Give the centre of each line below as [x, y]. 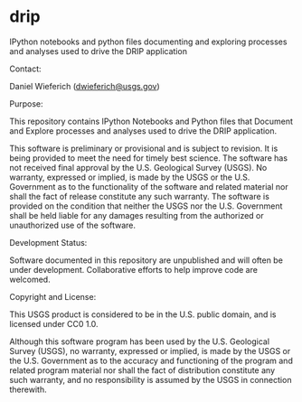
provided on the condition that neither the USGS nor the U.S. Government [146, 206]
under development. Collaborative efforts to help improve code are [133, 269]
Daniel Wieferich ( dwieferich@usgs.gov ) [85, 86]
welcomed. [30, 279]
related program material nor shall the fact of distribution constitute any [142, 370]
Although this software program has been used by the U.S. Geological [139, 341]
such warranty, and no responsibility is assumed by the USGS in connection [151, 379]
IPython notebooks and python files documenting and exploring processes [148, 42]
